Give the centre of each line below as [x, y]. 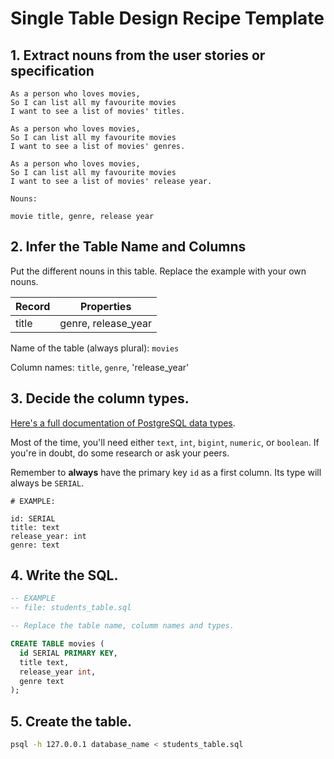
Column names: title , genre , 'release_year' [100, 367]
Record [33, 306]
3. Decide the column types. [100, 398]
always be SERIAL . [47, 483]
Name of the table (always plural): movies [95, 348]
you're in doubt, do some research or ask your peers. [120, 453]
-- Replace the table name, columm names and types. [122, 626]
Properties [105, 306]
